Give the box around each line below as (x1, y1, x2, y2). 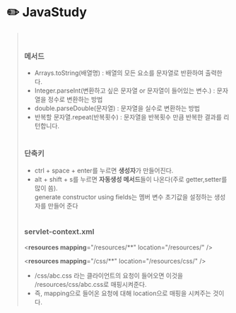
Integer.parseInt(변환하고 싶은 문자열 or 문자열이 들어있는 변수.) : (34, 86, 216, 95)
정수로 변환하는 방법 (47, 95, 103, 104)
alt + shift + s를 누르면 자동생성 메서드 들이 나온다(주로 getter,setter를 (34, 175, 228, 183)
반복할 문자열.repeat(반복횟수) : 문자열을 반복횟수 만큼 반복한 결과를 (34, 113, 222, 122)
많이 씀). (34, 184, 58, 192)
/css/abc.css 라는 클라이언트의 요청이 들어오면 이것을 (34, 271, 184, 280)
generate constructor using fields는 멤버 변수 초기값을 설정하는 (34, 192, 213, 201)
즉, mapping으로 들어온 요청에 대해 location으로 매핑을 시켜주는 (34, 289, 211, 297)
